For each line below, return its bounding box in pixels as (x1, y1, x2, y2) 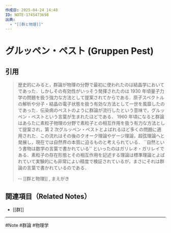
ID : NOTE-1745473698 (5, 12, 49, 17)
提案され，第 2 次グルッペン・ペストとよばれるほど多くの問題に (22, 126, 157, 133)
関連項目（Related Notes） (5, 192, 91, 201)
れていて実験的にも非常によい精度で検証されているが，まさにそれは (17, 158, 160, 165)
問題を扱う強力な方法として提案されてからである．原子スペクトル (26, 95, 164, 101)
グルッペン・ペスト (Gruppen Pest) (5, 45, 154, 57)
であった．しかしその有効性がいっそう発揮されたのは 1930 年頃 (17, 88, 151, 95)
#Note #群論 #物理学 (5, 222, 49, 228)
